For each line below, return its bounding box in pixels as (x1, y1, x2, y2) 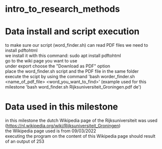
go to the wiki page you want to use (5, 58, 78, 64)
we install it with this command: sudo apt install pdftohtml (5, 53, 121, 59)
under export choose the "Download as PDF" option (5, 63, 110, 69)
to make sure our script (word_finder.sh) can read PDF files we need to (5, 42, 148, 48)
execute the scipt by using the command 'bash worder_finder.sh (5, 74, 135, 80)
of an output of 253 (5, 139, 45, 145)
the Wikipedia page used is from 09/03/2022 (5, 128, 97, 134)
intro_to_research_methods (5, 3, 120, 15)
